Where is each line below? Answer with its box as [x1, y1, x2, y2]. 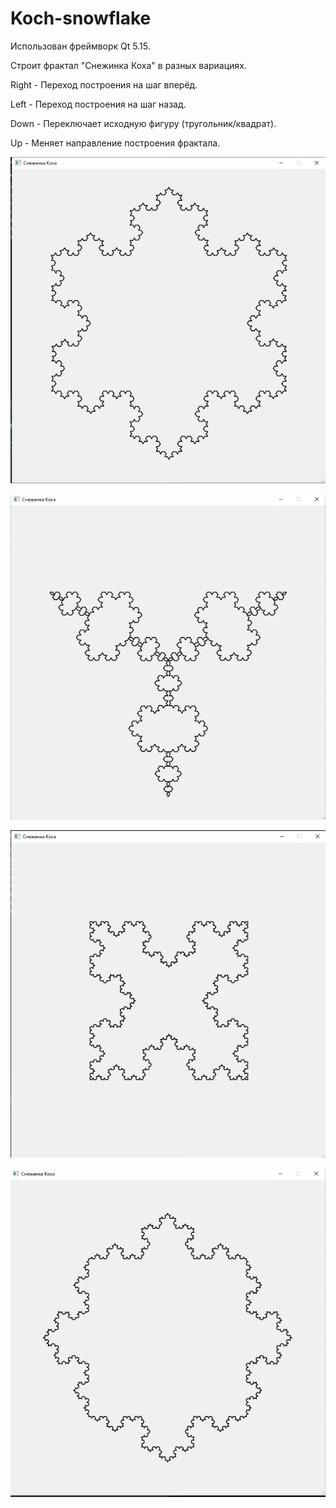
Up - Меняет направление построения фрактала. [10, 137, 221, 149]
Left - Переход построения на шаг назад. [10, 98, 187, 110]
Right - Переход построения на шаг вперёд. [10, 78, 198, 91]
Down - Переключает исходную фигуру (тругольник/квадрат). [10, 117, 277, 129]
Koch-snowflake [10, 7, 152, 30]
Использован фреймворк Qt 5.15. [10, 40, 151, 52]
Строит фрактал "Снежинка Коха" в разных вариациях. [10, 59, 247, 71]
